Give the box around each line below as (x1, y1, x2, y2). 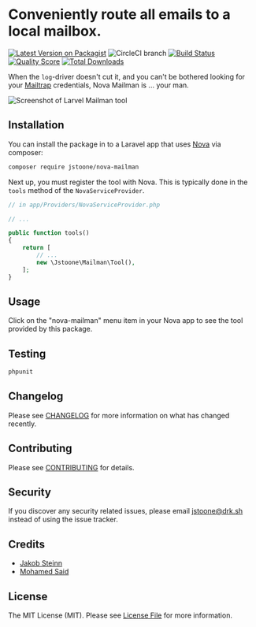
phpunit (8, 368, 34, 376)
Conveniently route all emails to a (8, 6, 231, 24)
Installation (8, 118, 65, 132)
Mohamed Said (19, 567, 69, 577)
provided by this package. (8, 325, 93, 334)
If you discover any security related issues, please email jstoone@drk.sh (8, 506, 243, 516)
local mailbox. (8, 22, 102, 40)
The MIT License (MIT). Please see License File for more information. (8, 610, 232, 620)
